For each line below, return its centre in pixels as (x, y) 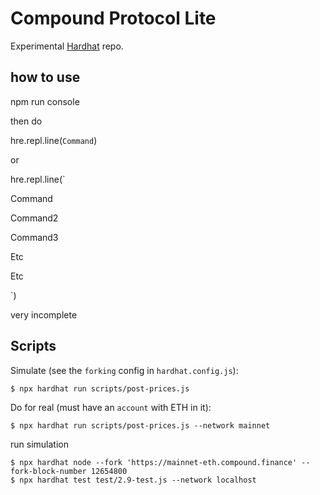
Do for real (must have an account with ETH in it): (111, 407)
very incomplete (44, 314)
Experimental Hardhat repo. (67, 46)
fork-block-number (48, 471)
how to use (45, 77)
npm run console (45, 101)
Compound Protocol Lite (113, 18)
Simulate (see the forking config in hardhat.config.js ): (124, 370)
